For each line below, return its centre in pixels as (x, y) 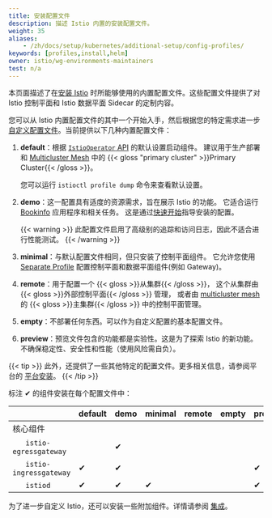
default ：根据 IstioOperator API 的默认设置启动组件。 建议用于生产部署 (140, 147)
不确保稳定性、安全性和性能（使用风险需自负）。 (100, 348)
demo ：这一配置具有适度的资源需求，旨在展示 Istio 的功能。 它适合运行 (139, 202)
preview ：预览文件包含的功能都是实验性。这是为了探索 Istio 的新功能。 (138, 338)
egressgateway (40, 451)
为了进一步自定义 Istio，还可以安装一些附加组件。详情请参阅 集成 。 (120, 506)
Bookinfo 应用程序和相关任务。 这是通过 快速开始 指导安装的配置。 (129, 212)
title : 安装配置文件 (39, 16)
